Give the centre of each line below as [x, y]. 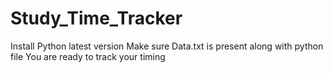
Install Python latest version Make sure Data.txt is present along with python [167, 46]
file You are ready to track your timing [88, 56]
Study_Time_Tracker [96, 18]
